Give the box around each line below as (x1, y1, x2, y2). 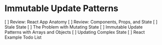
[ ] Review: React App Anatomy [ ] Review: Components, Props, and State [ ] (4, 19, 158, 25)
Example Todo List (4, 34, 42, 40)
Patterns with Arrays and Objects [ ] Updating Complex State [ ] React (4, 29, 145, 35)
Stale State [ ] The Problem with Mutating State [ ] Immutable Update (4, 24, 143, 30)
